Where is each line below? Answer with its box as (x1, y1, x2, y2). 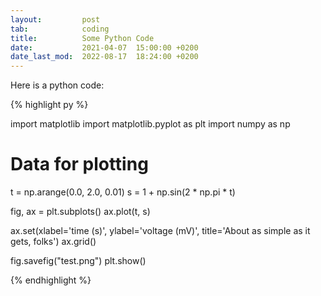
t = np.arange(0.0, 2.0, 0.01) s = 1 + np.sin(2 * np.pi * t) (10, 186, 236, 198)
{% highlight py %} (10, 99, 89, 111)
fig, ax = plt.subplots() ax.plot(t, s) (10, 206, 151, 218)
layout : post (10, 14, 101, 25)
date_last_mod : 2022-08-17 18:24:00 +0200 (10, 52, 199, 62)
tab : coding (10, 24, 110, 34)
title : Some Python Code (10, 33, 155, 43)
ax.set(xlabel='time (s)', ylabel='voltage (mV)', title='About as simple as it (10, 225, 311, 237)
